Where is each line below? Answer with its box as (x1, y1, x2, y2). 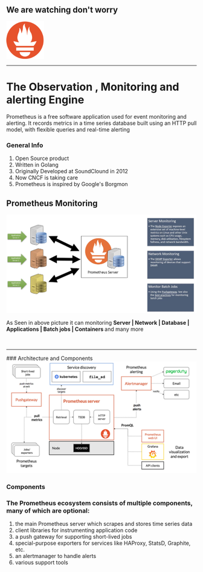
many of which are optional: (6, 506, 90, 514)
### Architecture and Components (6, 354, 93, 362)
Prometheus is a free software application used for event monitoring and (6, 113, 187, 120)
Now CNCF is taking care (14, 174, 79, 181)
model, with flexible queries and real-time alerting (6, 125, 130, 133)
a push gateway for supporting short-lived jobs (14, 533, 132, 540)
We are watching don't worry (6, 5, 118, 15)
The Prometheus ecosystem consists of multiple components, (6, 499, 193, 507)
